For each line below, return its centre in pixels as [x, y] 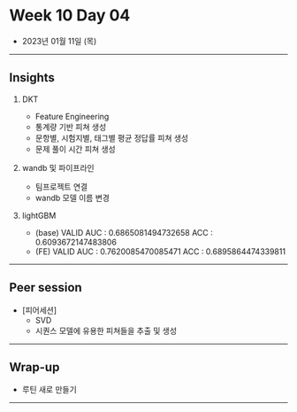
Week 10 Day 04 [70, 16]
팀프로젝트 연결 [61, 186]
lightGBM [39, 215]
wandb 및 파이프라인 [58, 167]
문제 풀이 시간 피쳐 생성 [76, 149]
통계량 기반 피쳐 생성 [71, 127]
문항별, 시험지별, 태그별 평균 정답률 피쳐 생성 [112, 137]
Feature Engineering [72, 116]
